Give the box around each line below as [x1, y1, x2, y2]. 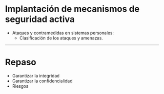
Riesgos [12, 83, 29, 89]
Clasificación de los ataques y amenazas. [19, 35, 103, 41]
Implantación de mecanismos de [5, 3, 140, 15]
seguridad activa [5, 14, 75, 25]
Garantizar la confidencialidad [12, 78, 73, 84]
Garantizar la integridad [12, 73, 60, 78]
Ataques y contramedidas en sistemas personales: [12, 30, 114, 36]
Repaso [5, 57, 37, 68]
